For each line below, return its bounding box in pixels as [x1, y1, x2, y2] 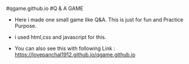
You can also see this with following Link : [14, 45, 115, 52]
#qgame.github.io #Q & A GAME [6, 5, 84, 12]
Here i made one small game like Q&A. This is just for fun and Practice [14, 16, 184, 23]
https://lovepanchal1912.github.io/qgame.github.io [14, 51, 136, 58]
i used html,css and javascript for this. [14, 34, 106, 40]
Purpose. [14, 23, 37, 29]
